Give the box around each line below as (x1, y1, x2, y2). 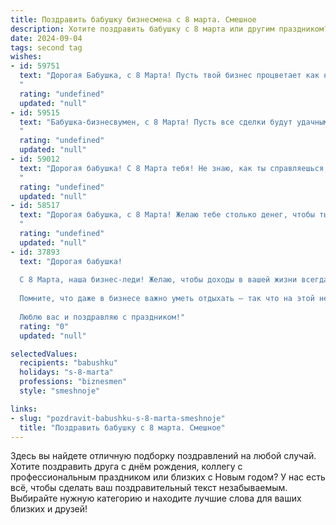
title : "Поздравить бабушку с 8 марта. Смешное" (19, 422, 226, 433)
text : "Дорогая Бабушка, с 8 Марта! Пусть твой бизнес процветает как (19, 71, 320, 81)
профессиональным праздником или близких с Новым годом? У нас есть (10, 471, 326, 483)
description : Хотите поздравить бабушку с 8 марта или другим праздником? (10, 24, 329, 34)
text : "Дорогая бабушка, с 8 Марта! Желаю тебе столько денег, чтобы (19, 210, 315, 220)
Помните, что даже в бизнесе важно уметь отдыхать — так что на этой (19, 294, 315, 304)
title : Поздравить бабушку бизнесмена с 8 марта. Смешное (10, 14, 257, 25)
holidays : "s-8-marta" (19, 367, 114, 378)
